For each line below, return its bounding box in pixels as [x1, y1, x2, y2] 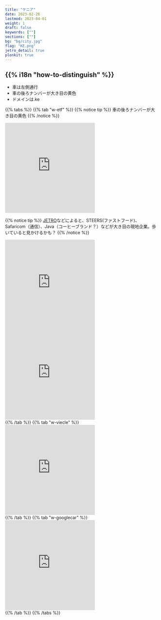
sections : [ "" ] [5, 35, 36, 40]
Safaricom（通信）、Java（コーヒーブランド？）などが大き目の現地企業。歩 [5, 224, 157, 229]
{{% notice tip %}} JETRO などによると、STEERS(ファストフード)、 [5, 218, 140, 224]
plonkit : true [5, 52, 34, 58]
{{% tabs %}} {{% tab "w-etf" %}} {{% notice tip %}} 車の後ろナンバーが [5, 107, 151, 113]
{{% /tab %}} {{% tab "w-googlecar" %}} [5, 515, 88, 520]
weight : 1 [5, 21, 25, 26]
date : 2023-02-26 [5, 12, 40, 17]
